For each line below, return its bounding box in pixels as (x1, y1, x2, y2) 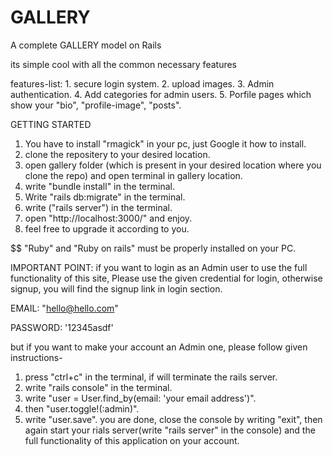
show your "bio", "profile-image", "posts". (10, 99, 182, 111)
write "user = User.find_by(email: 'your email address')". (24, 392, 257, 404)
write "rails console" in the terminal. (24, 381, 173, 393)
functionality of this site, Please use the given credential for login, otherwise (10, 272, 323, 284)
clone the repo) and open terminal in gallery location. (24, 169, 243, 181)
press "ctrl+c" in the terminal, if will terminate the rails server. (24, 371, 278, 383)
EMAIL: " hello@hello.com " (10, 302, 119, 314)
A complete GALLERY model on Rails (10, 39, 162, 51)
